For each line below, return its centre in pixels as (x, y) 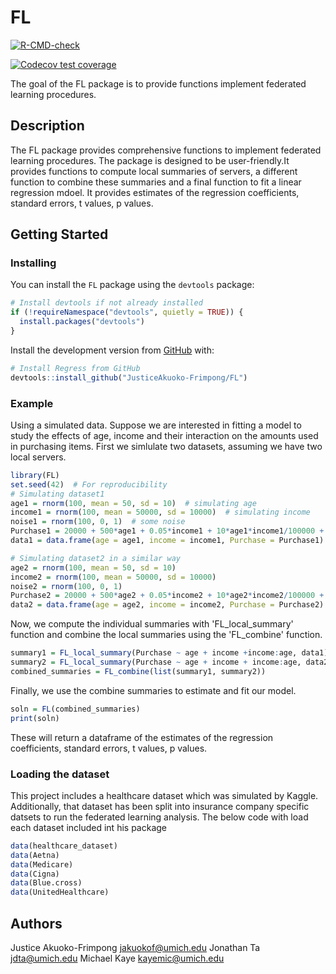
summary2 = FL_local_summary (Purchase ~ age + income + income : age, (156, 662)
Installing (33, 263)
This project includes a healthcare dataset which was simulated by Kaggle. (164, 795)
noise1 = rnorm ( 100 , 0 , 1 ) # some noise (98, 522)
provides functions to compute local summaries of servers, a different (154, 171)
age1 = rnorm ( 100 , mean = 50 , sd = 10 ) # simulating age (133, 503)
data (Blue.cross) (46, 883)
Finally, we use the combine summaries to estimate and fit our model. (153, 690)
